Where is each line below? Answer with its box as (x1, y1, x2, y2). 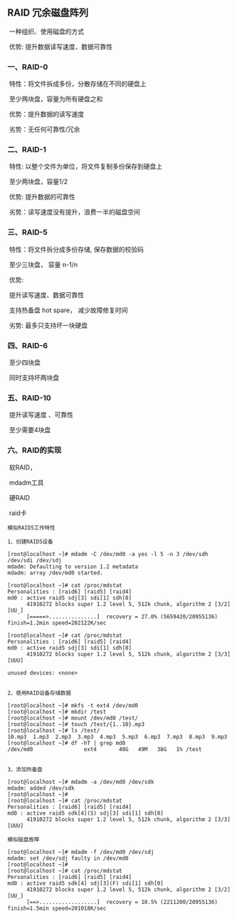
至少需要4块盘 (9, 426, 51, 434)
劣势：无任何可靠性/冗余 (9, 125, 80, 134)
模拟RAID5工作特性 (7, 524, 56, 531)
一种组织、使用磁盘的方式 (9, 27, 84, 36)
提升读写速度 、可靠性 (9, 410, 73, 419)
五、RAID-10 (7, 392, 51, 402)
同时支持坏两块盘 (9, 374, 59, 382)
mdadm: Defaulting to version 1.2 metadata (7, 563, 139, 570)
